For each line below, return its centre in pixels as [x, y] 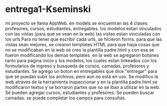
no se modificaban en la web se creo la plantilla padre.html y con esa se [80, 50]
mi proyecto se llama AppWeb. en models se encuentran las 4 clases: [77, 23]
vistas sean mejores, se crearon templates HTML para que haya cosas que [82, 44]
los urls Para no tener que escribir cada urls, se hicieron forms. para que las [83, 39]
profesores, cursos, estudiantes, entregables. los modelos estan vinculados [83, 28]
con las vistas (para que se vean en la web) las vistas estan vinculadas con [83, 34]
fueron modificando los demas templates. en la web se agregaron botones [82, 55]
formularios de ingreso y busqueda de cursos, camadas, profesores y [77, 66]
